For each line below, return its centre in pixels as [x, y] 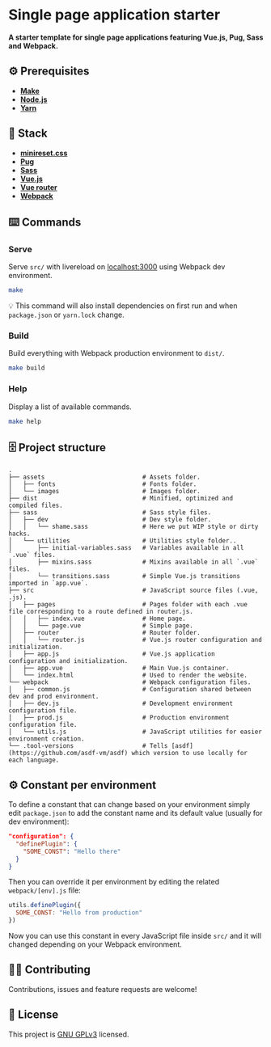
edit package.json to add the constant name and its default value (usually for [135, 813]
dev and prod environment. [54, 697]
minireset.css [44, 153]
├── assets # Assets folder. [104, 477]
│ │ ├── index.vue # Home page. [97, 619]
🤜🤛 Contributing [50, 970]
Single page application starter [114, 15]
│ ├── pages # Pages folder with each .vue [128, 605]
